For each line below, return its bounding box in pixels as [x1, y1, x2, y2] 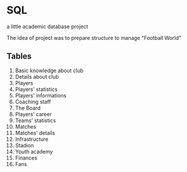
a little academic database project [6, 23, 88, 30]
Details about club [15, 73, 59, 80]
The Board [15, 104, 41, 112]
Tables [6, 51, 32, 62]
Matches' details [15, 129, 56, 136]
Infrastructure [15, 136, 49, 143]
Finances [15, 154, 37, 161]
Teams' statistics [15, 117, 56, 124]
